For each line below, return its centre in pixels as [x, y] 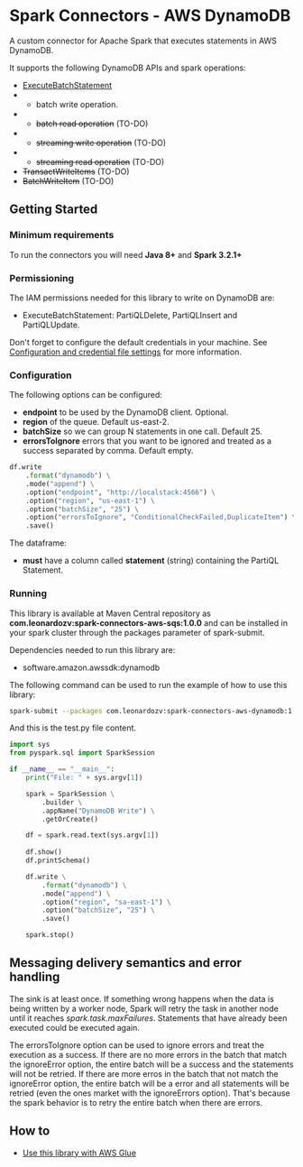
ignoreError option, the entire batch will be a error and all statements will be [150, 1083]
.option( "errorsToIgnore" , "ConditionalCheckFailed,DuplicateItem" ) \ [161, 518]
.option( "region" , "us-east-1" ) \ [90, 501]
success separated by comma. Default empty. [108, 451]
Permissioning [42, 278]
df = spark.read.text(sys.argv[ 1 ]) [92, 835]
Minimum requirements [62, 235]
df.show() [44, 852]
